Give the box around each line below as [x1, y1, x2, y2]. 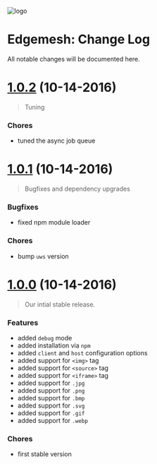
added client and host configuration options [17, 348, 148, 357]
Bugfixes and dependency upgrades [24, 184, 130, 194]
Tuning [24, 102, 45, 111]
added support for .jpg [17, 379, 85, 387]
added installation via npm [17, 341, 91, 350]
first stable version [17, 450, 72, 458]
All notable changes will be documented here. [7, 54, 141, 63]
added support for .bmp [17, 393, 85, 402]
